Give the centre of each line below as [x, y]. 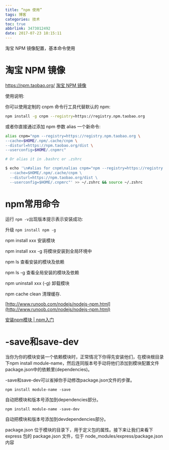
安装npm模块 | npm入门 [30, 320]
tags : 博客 [16, 15]
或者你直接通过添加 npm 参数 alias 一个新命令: [53, 126]
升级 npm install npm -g [31, 230]
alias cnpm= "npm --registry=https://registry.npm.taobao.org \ [73, 136]
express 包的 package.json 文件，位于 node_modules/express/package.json [84, 436]
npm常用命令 [32, 204]
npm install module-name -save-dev [43, 409]
